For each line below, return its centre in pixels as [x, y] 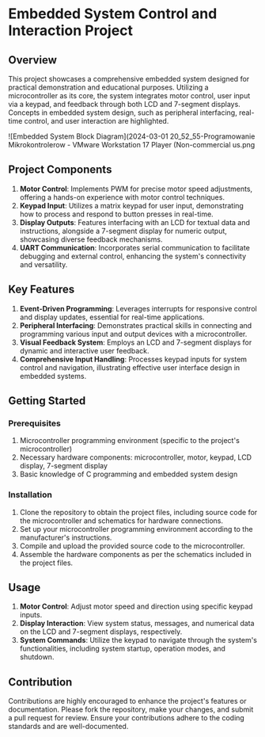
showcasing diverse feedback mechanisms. [91, 239]
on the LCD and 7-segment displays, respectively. [101, 632]
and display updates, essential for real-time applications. [112, 317]
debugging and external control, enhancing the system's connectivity [133, 256]
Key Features [42, 290]
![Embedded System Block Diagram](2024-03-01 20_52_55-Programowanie [132, 136]
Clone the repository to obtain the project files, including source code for [138, 512]
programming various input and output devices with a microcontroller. [133, 334]
